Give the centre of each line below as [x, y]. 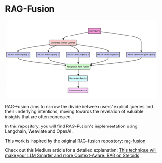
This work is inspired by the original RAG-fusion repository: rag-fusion [75, 141]
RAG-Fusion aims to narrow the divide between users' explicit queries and [79, 106]
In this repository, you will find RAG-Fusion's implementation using [71, 126]
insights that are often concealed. [39, 117]
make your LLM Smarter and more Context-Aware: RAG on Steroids [72, 155]
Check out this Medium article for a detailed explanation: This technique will [81, 150]
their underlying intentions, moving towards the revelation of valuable [74, 111]
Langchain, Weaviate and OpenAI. [39, 131]
